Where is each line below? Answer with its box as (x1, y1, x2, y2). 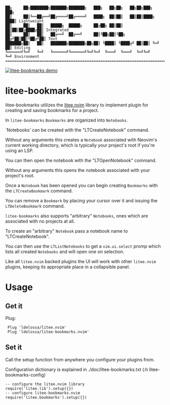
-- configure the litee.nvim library (5, 381, 85, 387)
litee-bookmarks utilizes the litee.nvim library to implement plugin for (5, 102, 149, 108)
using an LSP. (5, 148, 34, 154)
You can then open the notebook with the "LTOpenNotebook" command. (5, 157, 157, 163)
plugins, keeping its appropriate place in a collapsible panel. (5, 264, 130, 270)
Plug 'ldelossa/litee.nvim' (7, 325, 67, 330)
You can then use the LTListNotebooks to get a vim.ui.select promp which (5, 243, 161, 249)
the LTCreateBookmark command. (5, 188, 73, 194)
